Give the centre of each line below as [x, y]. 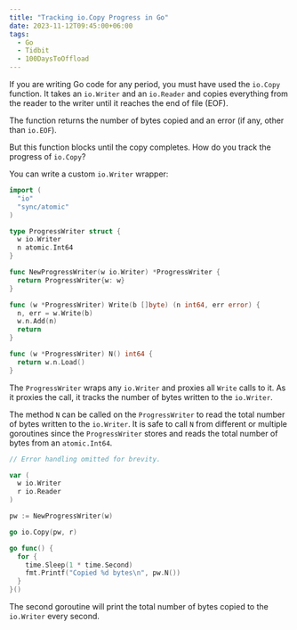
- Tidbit [33, 51]
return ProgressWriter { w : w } [71, 280]
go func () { [31, 548]
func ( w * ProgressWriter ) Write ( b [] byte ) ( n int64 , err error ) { [135, 305]
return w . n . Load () [52, 362]
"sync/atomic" [43, 207]
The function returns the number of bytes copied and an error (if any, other [147, 120]
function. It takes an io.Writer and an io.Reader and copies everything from [149, 94]
